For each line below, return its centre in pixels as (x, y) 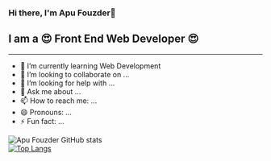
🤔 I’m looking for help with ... (67, 83)
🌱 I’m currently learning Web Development (90, 66)
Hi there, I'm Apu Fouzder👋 (62, 13)
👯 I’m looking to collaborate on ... (75, 74)
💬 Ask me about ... (50, 91)
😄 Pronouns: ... (46, 112)
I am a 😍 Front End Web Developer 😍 (104, 39)
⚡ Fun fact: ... (42, 121)
